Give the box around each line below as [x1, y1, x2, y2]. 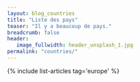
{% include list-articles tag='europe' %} [7, 66, 120, 75]
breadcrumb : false [7, 29, 60, 36]
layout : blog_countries [7, 10, 75, 17]
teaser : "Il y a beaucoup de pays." [7, 23, 112, 29]
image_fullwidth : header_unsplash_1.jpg [16, 42, 134, 49]
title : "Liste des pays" [7, 16, 78, 23]
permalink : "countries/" [7, 49, 78, 55]
